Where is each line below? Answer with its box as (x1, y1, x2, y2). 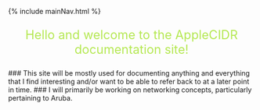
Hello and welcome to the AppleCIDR (25, 27, 238, 42)
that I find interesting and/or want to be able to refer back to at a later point (8, 77, 250, 86)
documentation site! (74, 42, 190, 57)
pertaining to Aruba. (8, 94, 73, 102)
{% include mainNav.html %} (8, 7, 102, 16)
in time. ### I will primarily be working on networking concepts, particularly (8, 85, 252, 94)
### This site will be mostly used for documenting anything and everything (8, 69, 251, 77)
